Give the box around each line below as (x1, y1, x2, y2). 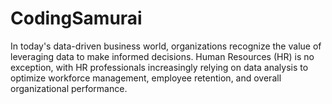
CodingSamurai (10, 7, 143, 30)
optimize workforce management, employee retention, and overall (10, 72, 282, 84)
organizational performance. (10, 82, 128, 94)
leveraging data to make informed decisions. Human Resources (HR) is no (10, 50, 315, 62)
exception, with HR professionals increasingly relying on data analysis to (10, 61, 309, 73)
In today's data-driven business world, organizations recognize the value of (10, 40, 322, 52)
